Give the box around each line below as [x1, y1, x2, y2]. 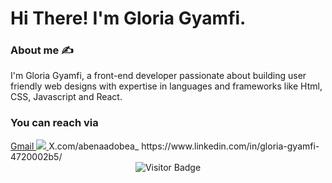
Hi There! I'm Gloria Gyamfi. [10, 7, 247, 30]
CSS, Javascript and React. [10, 91, 123, 103]
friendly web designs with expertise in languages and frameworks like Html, [10, 80, 323, 92]
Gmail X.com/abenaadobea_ [10, 140, 140, 152]
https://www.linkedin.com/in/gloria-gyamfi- [141, 140, 320, 152]
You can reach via [10, 116, 99, 130]
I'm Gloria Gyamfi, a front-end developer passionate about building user [10, 70, 307, 82]
